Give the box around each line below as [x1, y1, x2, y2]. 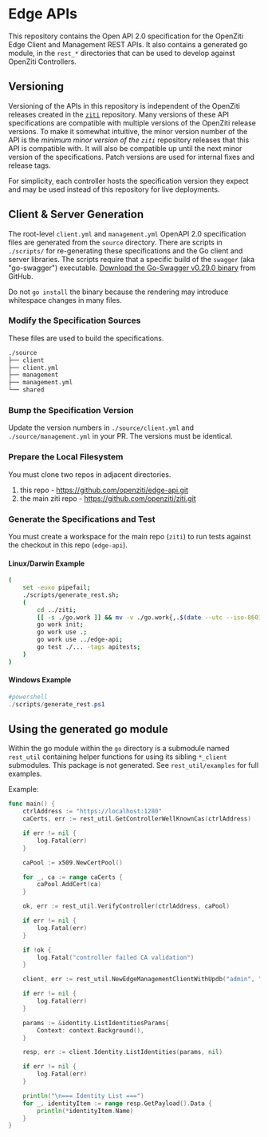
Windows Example [8, 675, 72, 685]
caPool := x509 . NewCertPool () [22, 858, 124, 867]
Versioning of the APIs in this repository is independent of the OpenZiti [8, 101, 241, 110]
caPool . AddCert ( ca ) [37, 881, 102, 889]
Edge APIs [8, 5, 78, 23]
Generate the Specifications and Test [8, 513, 156, 524]
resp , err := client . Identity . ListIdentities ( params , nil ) [22, 1048, 223, 1056]
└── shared [8, 386, 45, 394]
